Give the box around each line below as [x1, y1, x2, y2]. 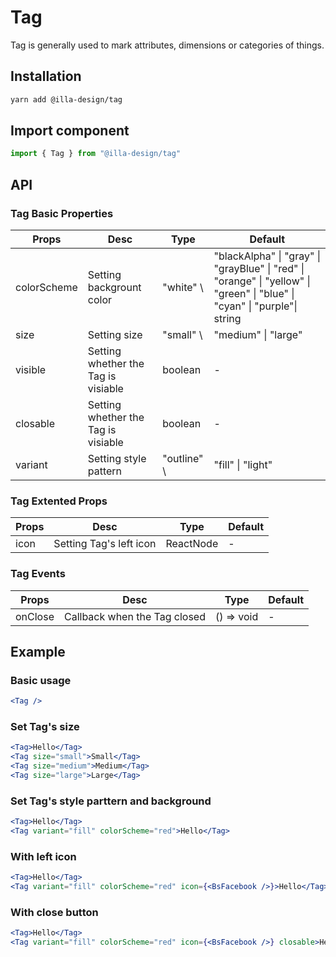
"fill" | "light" [213, 458, 273, 471]
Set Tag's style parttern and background [10, 794, 212, 808]
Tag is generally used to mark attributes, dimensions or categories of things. [10, 39, 325, 51]
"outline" [162, 452, 204, 465]
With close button [10, 905, 99, 919]
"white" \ [162, 281, 204, 294]
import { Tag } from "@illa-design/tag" [10, 149, 182, 159]
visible [15, 363, 47, 376]
